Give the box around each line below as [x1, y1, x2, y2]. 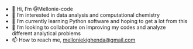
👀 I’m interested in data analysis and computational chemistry [11, 12, 160, 18]
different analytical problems [11, 30, 81, 37]
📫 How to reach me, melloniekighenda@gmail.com [11, 36, 136, 43]
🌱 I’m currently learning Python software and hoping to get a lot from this [11, 18, 188, 24]
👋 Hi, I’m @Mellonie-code [11, 6, 73, 12]
